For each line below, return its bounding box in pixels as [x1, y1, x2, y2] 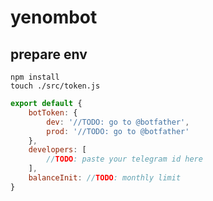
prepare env [10, 46, 88, 63]
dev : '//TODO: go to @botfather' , [46, 117, 190, 127]
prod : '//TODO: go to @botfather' [46, 126, 190, 136]
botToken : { [28, 107, 78, 118]
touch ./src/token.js [10, 81, 101, 91]
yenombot [10, 6, 98, 29]
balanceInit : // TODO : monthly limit [28, 173, 182, 183]
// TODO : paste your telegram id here [46, 154, 203, 165]
